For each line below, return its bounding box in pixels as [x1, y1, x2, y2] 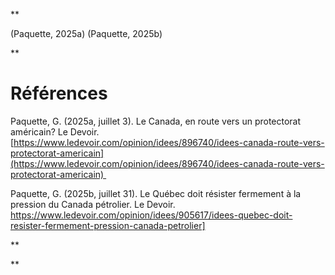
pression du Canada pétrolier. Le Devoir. [10, 198, 176, 210]
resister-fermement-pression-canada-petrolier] [10, 219, 206, 231]
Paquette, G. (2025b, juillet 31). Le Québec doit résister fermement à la [10, 187, 302, 199]
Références [10, 82, 108, 105]
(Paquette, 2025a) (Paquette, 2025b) [10, 28, 163, 39]
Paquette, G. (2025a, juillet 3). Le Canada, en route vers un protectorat [10, 115, 302, 127]
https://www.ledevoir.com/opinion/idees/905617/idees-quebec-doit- [10, 209, 293, 221]
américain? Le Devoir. [10, 125, 100, 138]
